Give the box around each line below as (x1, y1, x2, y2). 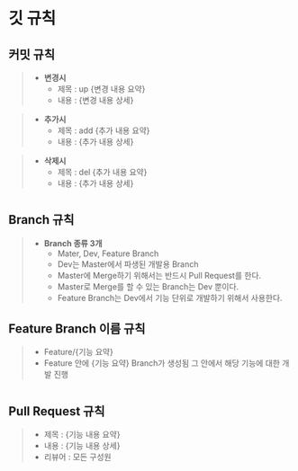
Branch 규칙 (8, 212, 75, 227)
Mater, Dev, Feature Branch (57, 248, 159, 259)
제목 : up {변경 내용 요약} (57, 84, 146, 94)
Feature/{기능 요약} (43, 347, 113, 358)
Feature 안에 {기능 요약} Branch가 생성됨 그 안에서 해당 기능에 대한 (43, 358, 281, 369)
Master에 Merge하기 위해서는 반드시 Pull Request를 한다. (57, 270, 262, 280)
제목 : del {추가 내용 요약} (57, 167, 148, 177)
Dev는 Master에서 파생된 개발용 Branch (57, 258, 199, 270)
